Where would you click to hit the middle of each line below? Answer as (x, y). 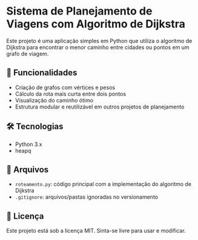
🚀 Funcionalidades (42, 73)
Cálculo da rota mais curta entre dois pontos (70, 94)
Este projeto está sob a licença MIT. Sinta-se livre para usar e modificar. (96, 231)
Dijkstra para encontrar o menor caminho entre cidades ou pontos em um (98, 47)
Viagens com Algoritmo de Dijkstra (96, 24)
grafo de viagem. (28, 53)
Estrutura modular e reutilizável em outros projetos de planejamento (100, 107)
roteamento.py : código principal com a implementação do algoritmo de (103, 184)
